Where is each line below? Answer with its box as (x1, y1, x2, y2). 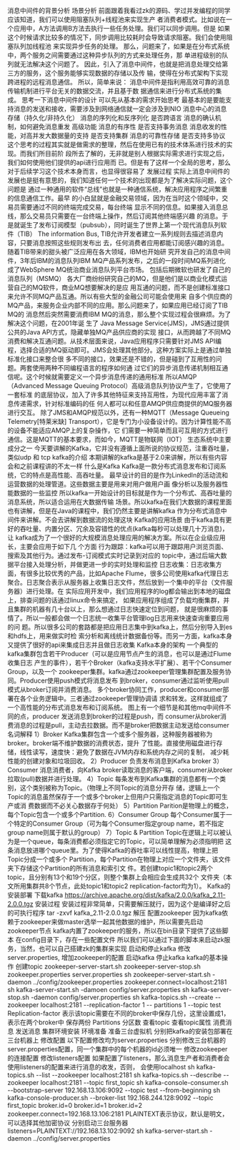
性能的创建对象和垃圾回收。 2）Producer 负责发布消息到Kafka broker (7, 757, 211, 765)
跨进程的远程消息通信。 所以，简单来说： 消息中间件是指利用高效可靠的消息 (7, 78, 230, 86)
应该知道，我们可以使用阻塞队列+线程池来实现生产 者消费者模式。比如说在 (7, 15, 226, 24)
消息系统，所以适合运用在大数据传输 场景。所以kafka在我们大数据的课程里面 (7, 497, 232, 506)
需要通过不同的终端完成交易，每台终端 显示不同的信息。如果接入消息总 (19, 203, 229, 211)
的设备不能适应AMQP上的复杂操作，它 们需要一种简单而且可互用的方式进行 (7, 426, 229, 435)
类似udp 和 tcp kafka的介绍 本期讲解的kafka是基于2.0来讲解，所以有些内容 (7, 453, 227, 461)
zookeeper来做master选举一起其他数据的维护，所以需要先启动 (19, 918, 204, 926)
